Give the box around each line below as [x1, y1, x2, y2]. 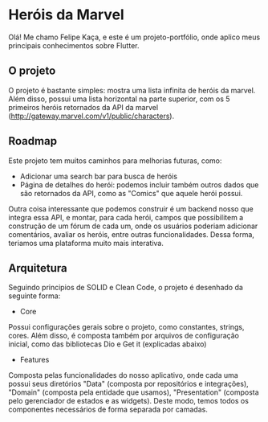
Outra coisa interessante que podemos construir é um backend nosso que [8, 203, 254, 214]
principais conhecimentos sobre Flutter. [8, 40, 140, 50]
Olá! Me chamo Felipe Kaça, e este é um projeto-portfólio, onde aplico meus [8, 32, 261, 42]
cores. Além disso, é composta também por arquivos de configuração [8, 331, 239, 341]
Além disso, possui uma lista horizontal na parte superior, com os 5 [8, 94, 230, 104]
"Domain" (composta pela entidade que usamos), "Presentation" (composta [8, 387, 259, 397]
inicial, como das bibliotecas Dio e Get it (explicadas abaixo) [8, 339, 207, 349]
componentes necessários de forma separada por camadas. [8, 404, 209, 415]
